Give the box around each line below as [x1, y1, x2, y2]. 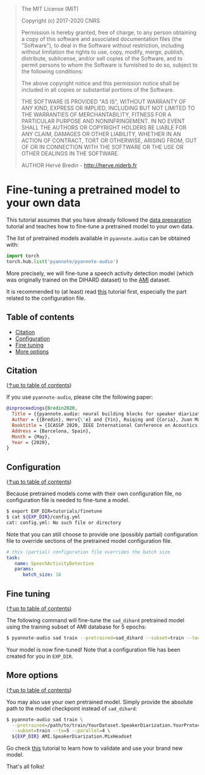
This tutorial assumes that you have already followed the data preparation [6, 216, 192, 224]
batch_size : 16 [22, 572, 62, 578]
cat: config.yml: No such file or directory [6, 519, 121, 526]
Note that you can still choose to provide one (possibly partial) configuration [6, 531, 198, 538]
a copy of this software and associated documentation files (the [21, 35, 182, 42]
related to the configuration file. [6, 294, 86, 302]
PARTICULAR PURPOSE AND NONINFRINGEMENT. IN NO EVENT [21, 117, 185, 125]
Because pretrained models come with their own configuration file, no [6, 490, 182, 497]
